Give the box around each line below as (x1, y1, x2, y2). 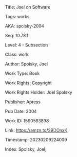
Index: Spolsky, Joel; (5, 146, 47, 152)
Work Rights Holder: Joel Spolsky (5, 90, 72, 95)
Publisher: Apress (5, 99, 40, 105)
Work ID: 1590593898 (5, 118, 49, 124)
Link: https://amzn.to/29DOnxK (5, 127, 68, 133)
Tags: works (5, 14, 30, 19)
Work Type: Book (5, 70, 40, 76)
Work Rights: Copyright (5, 80, 52, 86)
